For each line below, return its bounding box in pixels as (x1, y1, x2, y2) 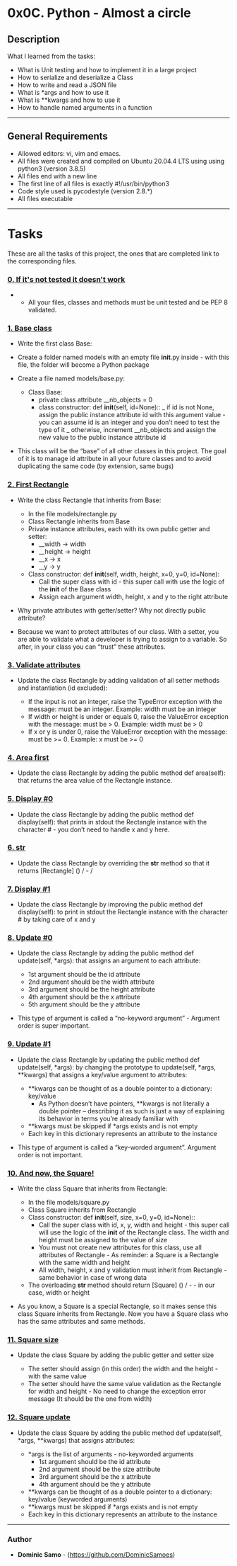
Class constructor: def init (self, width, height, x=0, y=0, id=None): (28, 569, 220, 578)
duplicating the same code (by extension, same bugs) (17, 462, 174, 470)
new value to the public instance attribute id (38, 433, 166, 442)
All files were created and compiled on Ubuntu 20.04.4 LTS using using (17, 157, 225, 165)
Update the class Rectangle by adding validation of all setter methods (17, 676, 220, 684)
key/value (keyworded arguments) (28, 1494, 128, 1503)
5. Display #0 (7, 794, 54, 804)
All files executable (17, 194, 73, 203)
